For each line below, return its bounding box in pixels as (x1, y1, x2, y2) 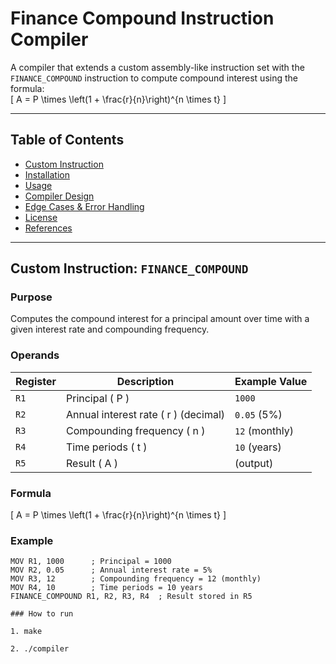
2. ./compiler (10, 644, 70, 654)
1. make (10, 627, 43, 637)
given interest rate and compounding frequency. (10, 323, 210, 336)
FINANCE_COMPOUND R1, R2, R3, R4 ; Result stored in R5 (10, 592, 253, 602)
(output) (234, 456, 274, 470)
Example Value (234, 374, 308, 388)
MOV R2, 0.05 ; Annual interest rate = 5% (10, 565, 213, 576)
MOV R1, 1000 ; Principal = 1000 (10, 557, 172, 567)
